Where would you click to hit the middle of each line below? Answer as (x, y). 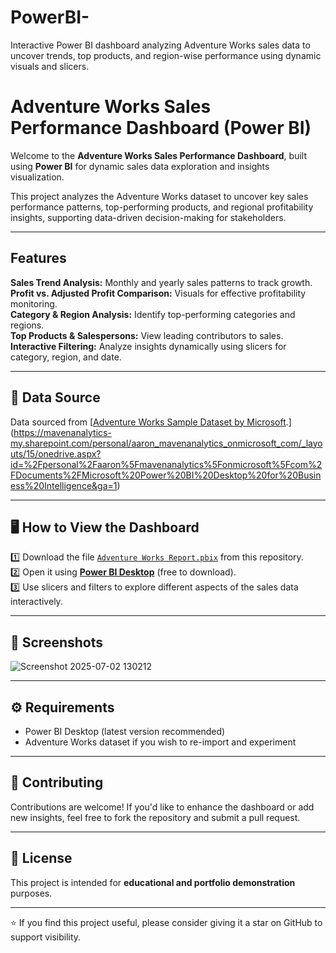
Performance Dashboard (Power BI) (161, 128)
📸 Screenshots (57, 642)
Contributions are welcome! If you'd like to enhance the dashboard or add (162, 807)
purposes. (31, 893)
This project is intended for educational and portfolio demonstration (153, 882)
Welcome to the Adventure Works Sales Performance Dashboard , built (158, 155)
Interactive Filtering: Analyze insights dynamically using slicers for (148, 346)
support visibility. (46, 937)
